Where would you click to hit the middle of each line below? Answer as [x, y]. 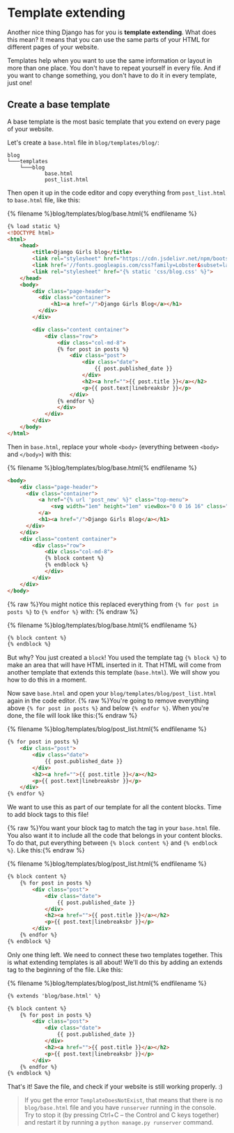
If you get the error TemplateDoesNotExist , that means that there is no [123, 1100]
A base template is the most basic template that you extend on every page [114, 121]
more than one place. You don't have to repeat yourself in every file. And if [114, 68]
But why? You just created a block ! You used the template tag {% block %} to [117, 658]
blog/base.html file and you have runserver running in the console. [120, 1108]
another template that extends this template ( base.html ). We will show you [114, 673]
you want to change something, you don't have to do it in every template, [112, 75]
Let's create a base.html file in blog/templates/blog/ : [84, 142]
